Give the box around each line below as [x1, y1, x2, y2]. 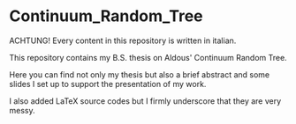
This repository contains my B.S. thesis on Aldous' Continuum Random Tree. [9, 52, 287, 62]
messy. [9, 105, 35, 115]
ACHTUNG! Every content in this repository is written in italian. [9, 35, 237, 46]
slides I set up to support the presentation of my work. [9, 78, 207, 89]
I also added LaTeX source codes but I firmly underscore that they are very [9, 95, 282, 106]
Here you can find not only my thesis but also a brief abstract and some [9, 69, 270, 80]
